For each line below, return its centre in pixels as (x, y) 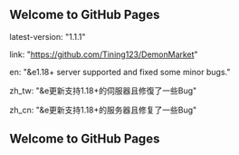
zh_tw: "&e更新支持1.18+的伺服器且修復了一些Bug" (103, 91)
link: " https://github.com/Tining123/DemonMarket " (104, 54)
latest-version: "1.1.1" (48, 36)
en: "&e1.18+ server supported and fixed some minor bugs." (120, 72)
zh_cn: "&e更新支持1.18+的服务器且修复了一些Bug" (103, 110)
